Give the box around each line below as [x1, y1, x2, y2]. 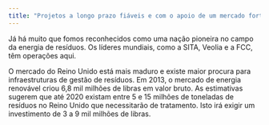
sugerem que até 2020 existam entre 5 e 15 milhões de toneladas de [8, 91, 235, 101]
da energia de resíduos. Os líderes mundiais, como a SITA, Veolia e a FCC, [8, 42, 254, 52]
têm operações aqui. [8, 50, 77, 60]
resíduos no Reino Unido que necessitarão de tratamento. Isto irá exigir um [8, 100, 255, 110]
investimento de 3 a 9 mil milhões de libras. [8, 109, 151, 119]
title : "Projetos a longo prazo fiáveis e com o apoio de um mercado [8, 11, 246, 20]
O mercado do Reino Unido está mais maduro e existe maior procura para [8, 66, 251, 76]
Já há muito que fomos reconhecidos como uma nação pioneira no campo [8, 34, 254, 43]
